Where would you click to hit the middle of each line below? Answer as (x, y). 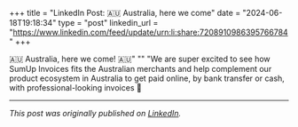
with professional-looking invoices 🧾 (75, 87)
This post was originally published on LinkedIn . (95, 113)
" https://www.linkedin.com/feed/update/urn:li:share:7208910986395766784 (149, 32)
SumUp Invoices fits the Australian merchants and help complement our (141, 69)
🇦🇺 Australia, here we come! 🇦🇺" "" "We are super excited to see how (140, 59)
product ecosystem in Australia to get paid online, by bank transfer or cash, (147, 78)
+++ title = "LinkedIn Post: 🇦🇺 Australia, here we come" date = (125, 13)
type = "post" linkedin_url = (108, 23)
